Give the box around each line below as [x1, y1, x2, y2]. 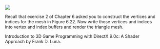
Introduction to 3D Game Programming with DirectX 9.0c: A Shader [5, 33, 140, 39]
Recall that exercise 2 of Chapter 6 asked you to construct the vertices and [5, 14, 156, 19]
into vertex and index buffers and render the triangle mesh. [5, 24, 123, 30]
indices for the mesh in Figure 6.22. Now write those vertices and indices [5, 19, 152, 24]
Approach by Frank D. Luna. [5, 39, 61, 44]
